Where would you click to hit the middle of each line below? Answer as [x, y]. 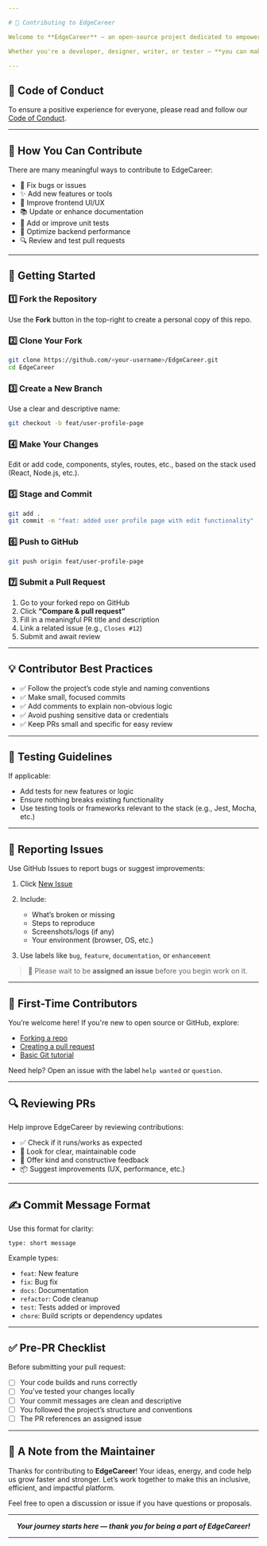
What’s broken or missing [73, 915]
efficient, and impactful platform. [62, 1487]
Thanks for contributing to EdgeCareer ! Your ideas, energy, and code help [130, 1470]
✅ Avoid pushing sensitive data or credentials [94, 715]
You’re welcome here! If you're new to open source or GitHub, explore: [124, 1022]
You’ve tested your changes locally [77, 1392]
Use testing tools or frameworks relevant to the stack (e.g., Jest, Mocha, [138, 808]
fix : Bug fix [39, 1282]
